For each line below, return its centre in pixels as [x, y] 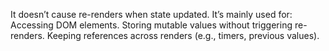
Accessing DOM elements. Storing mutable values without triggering [151, 25]
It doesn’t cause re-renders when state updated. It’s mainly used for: [151, 14]
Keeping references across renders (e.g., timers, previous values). [183, 35]
